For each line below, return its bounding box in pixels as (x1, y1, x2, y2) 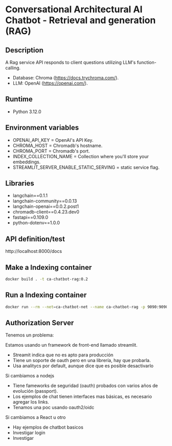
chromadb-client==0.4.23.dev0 (12, 209, 79, 215)
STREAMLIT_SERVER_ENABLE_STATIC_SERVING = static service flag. (12, 164, 160, 170)
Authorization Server (5, 318, 74, 327)
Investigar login (12, 430, 46, 436)
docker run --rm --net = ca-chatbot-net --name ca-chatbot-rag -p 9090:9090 (5, 304, 168, 309)
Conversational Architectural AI (5, 4, 143, 15)
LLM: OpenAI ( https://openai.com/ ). (12, 80, 88, 86)
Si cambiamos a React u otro (5, 414, 66, 420)
